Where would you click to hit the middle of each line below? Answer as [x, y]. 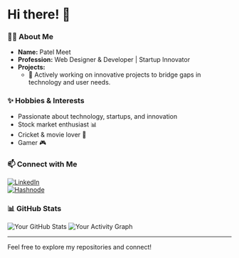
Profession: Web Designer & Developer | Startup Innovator [104, 60]
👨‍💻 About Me [30, 37]
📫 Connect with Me [42, 164]
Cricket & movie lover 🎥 [52, 134]
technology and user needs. [69, 82]
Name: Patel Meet [44, 52]
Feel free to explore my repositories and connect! [79, 247]
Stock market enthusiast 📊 [57, 124]
